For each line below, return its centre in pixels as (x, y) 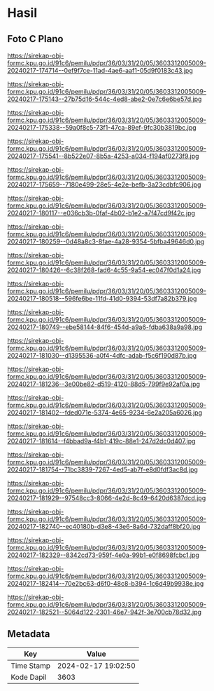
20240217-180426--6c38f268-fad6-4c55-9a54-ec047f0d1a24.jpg (104, 270)
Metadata (29, 634)
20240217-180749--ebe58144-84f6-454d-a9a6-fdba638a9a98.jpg (105, 327)
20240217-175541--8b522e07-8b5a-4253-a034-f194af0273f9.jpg (103, 156)
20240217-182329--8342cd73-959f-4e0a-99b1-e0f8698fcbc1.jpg (103, 555)
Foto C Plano (35, 39)
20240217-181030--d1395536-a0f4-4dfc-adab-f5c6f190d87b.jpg (102, 355)
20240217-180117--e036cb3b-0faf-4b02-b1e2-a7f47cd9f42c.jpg (101, 213)
